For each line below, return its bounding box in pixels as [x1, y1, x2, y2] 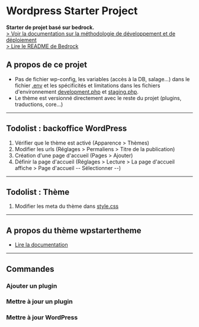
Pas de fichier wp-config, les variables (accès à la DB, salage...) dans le [14, 75, 190, 82]
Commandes [6, 264, 54, 274]
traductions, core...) [14, 101, 63, 108]
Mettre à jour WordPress [6, 313, 78, 322]
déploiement [6, 36, 37, 43]
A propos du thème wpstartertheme [6, 225, 142, 235]
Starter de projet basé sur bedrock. [6, 24, 95, 31]
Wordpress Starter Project [6, 4, 138, 18]
